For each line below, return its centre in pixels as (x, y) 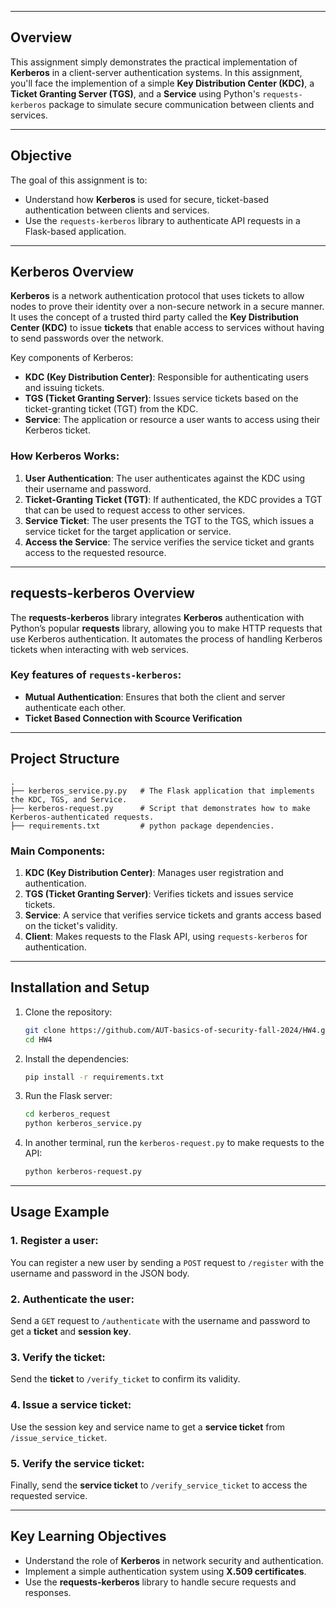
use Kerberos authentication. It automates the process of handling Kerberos (166, 638)
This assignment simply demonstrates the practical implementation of (154, 62)
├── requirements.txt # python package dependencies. (142, 826)
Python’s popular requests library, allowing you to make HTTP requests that (166, 628)
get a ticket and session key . (71, 1331)
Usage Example (60, 1212)
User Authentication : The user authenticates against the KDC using (165, 478)
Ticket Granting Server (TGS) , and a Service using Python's (135, 93)
